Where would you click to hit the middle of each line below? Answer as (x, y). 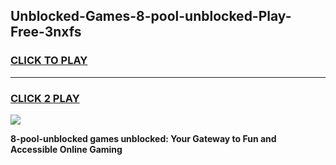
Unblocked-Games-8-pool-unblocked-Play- (151, 16)
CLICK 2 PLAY (45, 98)
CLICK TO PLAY (49, 61)
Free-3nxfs (46, 32)
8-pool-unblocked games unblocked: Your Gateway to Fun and (143, 138)
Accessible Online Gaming (66, 149)
